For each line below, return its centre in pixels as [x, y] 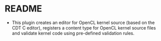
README [23, 9]
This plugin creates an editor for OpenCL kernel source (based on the [83, 22]
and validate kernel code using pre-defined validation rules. [73, 33]
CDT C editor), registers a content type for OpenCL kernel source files [84, 27]
